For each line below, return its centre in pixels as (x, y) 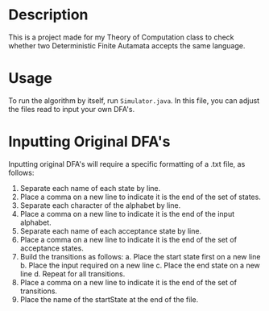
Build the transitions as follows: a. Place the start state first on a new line (140, 256)
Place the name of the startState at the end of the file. (109, 299)
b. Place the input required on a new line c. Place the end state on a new (140, 265)
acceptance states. (52, 248)
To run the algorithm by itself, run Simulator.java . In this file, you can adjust (134, 100)
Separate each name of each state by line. (90, 188)
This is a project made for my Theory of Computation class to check (122, 37)
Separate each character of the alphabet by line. (100, 205)
